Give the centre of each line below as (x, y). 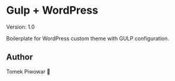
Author (19, 57)
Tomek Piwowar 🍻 (28, 71)
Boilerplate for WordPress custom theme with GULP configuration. (87, 38)
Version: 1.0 (21, 27)
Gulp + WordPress (52, 10)
